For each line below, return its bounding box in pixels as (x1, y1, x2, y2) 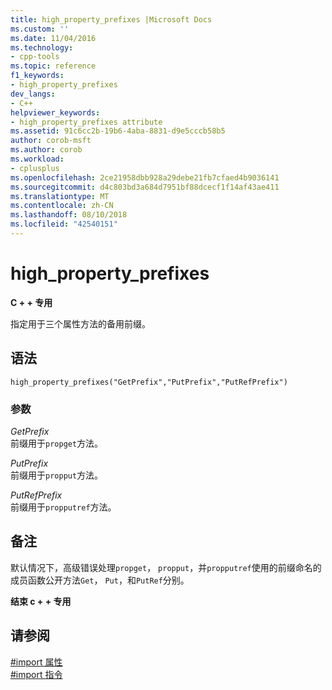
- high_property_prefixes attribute (10, 117, 163, 127)
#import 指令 (10, 668, 63, 680)
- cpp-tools (10, 52, 60, 62)
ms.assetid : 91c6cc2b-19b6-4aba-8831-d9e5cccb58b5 (10, 126, 226, 136)
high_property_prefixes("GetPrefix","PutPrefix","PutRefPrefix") (10, 377, 288, 387)
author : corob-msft (10, 136, 92, 146)
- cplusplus (10, 163, 60, 173)
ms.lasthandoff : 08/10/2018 (10, 210, 128, 220)
